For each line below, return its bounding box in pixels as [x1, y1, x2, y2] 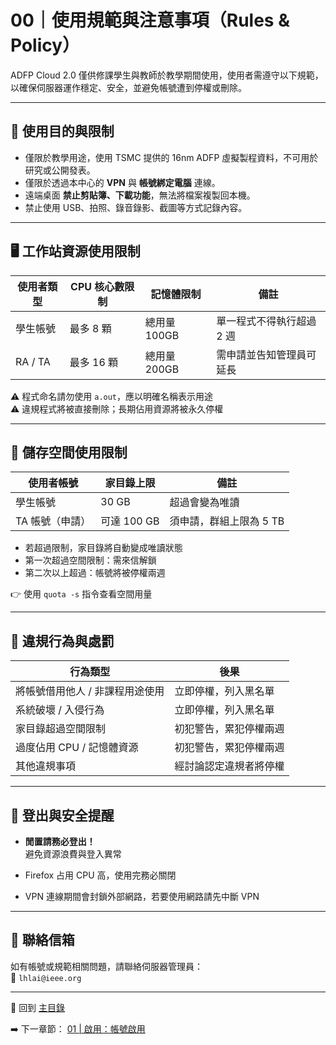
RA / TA [15, 354, 51, 368]
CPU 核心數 [70, 279, 125, 293]
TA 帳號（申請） [15, 514, 92, 528]
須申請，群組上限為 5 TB [169, 514, 285, 528]
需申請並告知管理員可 [216, 347, 317, 361]
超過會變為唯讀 [169, 496, 240, 510]
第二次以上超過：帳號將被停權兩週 [24, 567, 166, 579]
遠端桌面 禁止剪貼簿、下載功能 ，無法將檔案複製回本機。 [24, 189, 256, 201]
